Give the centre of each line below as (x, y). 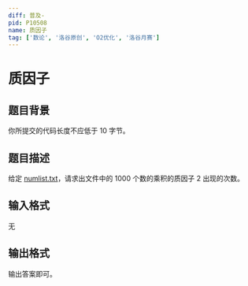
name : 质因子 (28, 30)
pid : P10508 (28, 23)
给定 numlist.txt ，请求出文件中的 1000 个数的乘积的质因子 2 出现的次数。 (126, 179)
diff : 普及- (26, 15)
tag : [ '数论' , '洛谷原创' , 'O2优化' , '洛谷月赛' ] (84, 37)
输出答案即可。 (32, 273)
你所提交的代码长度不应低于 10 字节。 (69, 131)
